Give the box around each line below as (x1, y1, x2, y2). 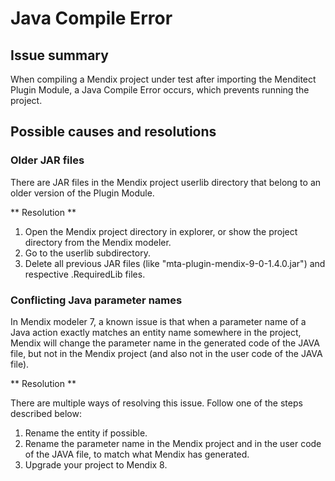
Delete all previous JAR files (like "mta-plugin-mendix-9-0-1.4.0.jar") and (24, 257, 326, 269)
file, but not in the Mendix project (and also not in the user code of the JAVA (10, 347, 323, 359)
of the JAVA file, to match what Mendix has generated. (24, 448, 250, 460)
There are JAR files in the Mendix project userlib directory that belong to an (10, 176, 322, 188)
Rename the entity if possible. (24, 427, 148, 439)
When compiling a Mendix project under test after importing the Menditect (10, 73, 317, 85)
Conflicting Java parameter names (10, 293, 183, 307)
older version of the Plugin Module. (10, 187, 155, 199)
